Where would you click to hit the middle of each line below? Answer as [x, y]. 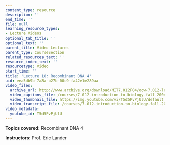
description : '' [22, 15]
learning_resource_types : [32, 29]
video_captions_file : [33, 95]
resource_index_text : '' [31, 62]
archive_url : [24, 90]
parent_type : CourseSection [35, 52]
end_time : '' [19, 19]
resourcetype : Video [27, 66]
